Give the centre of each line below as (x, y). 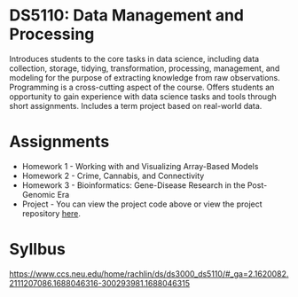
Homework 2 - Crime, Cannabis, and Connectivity (113, 176)
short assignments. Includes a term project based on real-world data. (136, 106)
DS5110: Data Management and (127, 16)
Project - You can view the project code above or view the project (142, 204)
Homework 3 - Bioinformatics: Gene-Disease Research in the (133, 185)
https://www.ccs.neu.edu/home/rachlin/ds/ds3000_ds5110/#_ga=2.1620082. (149, 274)
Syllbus (38, 250)
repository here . (51, 213)
